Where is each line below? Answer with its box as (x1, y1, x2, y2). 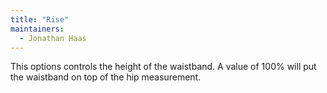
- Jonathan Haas (19, 33, 87, 43)
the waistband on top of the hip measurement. (10, 71, 202, 83)
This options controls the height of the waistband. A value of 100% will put (10, 61, 317, 73)
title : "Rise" (10, 14, 70, 25)
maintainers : (10, 24, 65, 34)
